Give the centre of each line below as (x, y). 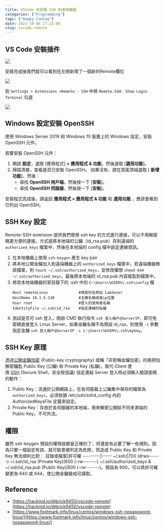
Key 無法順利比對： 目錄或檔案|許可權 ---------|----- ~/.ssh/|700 (71, 456)
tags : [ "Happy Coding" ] (30, 19)
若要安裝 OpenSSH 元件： (31, 153)
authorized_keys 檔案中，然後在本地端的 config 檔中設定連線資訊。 (73, 247)
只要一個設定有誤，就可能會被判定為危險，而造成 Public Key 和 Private (81, 450)
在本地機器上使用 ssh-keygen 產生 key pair (55, 258)
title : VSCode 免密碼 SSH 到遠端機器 (41, 10)
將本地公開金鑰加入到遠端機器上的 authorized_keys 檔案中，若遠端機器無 (86, 264)
